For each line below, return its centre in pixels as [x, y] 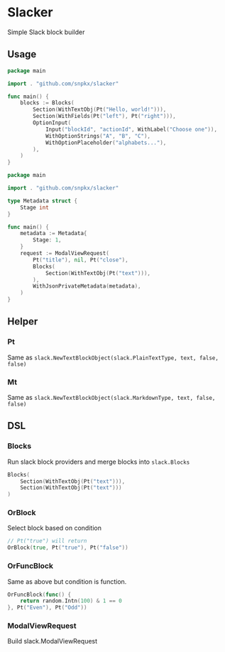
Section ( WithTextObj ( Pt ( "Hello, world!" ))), [100, 110]
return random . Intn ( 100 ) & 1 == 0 [71, 601]
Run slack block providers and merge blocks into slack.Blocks [99, 462]
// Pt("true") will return [47, 541]
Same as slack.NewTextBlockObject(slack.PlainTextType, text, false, [113, 357]
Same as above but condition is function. [67, 581]
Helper [23, 321]
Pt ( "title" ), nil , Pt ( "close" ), [81, 260]
